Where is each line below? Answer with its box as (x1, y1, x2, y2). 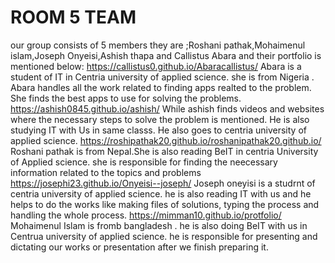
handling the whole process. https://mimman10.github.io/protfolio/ (10, 209, 282, 221)
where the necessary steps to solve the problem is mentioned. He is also (10, 113, 310, 125)
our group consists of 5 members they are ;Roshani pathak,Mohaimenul (10, 39, 306, 51)
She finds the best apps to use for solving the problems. (10, 92, 242, 104)
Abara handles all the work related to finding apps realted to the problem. (10, 81, 312, 93)
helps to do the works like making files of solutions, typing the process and (10, 198, 320, 210)
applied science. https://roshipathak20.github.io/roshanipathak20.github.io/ (10, 134, 322, 146)
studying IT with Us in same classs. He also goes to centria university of (10, 124, 307, 136)
